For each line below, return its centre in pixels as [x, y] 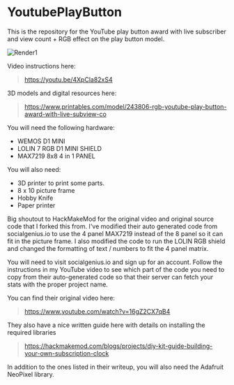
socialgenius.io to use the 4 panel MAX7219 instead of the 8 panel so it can [115, 233]
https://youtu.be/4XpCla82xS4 [68, 79]
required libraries [32, 332]
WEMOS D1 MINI [41, 141]
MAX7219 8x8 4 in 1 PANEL [56, 156]
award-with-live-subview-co [65, 114]
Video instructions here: [41, 66]
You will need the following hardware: [61, 127]
